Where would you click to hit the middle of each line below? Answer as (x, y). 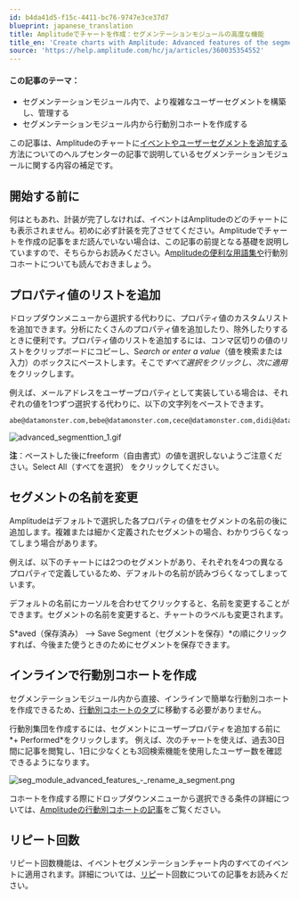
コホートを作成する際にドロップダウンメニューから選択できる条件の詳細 (141, 798)
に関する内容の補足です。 (71, 165)
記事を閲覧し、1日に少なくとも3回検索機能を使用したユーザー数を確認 (154, 751)
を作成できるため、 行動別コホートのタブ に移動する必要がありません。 (138, 709)
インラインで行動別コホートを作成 (103, 676)
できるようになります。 (52, 762)
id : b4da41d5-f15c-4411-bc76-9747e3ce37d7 (89, 17)
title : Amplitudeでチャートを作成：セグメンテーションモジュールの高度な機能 (137, 34)
